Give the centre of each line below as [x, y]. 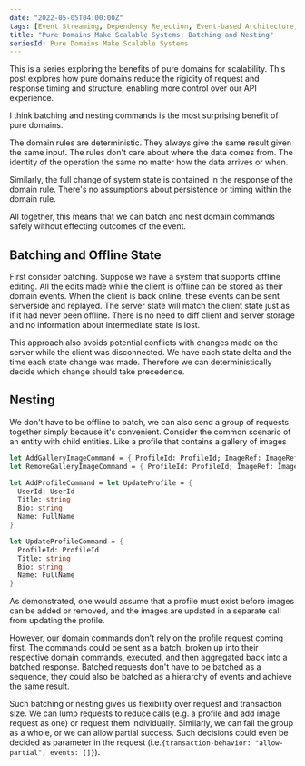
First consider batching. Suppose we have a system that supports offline [145, 277]
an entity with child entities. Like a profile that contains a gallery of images [148, 441]
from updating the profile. [57, 621]
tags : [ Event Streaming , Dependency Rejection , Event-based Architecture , [154, 26]
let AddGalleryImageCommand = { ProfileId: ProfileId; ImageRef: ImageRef [154, 458]
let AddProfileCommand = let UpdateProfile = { [101, 482]
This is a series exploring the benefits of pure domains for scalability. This [148, 69]
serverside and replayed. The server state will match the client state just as [150, 306]
